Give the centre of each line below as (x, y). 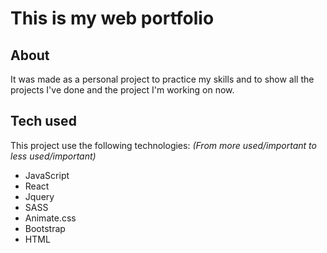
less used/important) (53, 156)
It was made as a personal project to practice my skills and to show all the (162, 79)
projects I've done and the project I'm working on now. (122, 90)
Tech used (43, 121)
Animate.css (50, 218)
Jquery (39, 196)
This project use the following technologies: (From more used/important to (163, 145)
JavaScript (47, 175)
